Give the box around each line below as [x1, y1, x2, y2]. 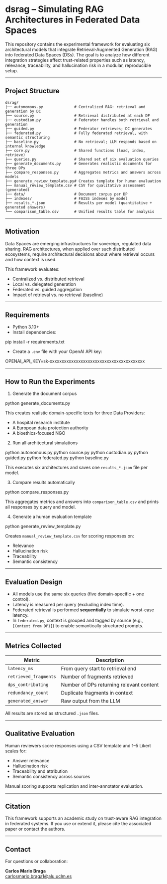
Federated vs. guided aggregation [12, 286, 82, 292]
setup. [5, 67, 18, 73]
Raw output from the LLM [61, 697, 120, 704]
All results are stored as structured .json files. [5, 710, 99, 716]
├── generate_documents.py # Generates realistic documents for [5, 161, 153, 166]
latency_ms [7, 666, 33, 671]
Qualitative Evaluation [5, 729, 75, 738]
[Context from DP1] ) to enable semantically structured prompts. [12, 623, 144, 629]
